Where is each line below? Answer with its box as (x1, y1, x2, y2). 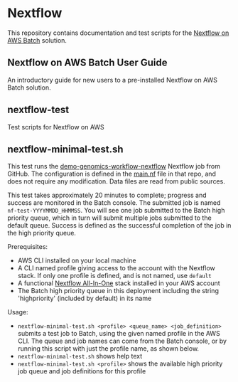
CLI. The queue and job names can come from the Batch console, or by (17, 336, 227, 346)
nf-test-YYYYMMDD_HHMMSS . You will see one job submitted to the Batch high (7, 206, 225, 215)
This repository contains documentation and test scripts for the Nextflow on (7, 28, 229, 37)
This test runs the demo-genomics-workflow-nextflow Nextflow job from (7, 162, 220, 171)
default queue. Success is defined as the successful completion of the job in (7, 221, 232, 230)
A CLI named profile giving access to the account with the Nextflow (17, 264, 215, 272)
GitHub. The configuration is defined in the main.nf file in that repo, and (7, 169, 217, 179)
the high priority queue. (7, 229, 77, 238)
